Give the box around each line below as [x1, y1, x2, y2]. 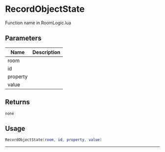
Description [32, 48, 60, 55]
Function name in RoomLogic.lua [5, 20, 71, 26]
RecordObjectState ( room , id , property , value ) [5, 137, 102, 143]
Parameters [5, 34, 42, 42]
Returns [5, 98, 30, 107]
